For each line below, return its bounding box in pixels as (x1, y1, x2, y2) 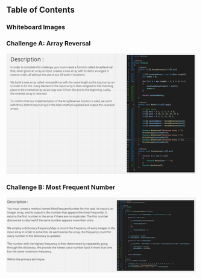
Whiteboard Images (6, 23, 65, 31)
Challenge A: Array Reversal (6, 39, 91, 48)
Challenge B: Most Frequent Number (6, 183, 116, 191)
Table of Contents (6, 5, 75, 15)
